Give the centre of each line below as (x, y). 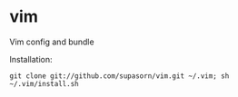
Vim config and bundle (52, 42)
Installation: (31, 59)
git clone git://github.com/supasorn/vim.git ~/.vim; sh (119, 76)
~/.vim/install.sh (44, 83)
